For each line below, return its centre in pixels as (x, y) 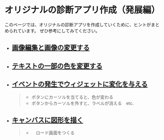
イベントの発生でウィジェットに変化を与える (80, 84)
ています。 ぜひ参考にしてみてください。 (59, 30)
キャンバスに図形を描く (47, 120)
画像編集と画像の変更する (50, 48)
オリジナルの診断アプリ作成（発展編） (82, 10)
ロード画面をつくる (55, 133)
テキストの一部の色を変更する (57, 66)
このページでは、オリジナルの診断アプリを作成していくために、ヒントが (78, 25)
